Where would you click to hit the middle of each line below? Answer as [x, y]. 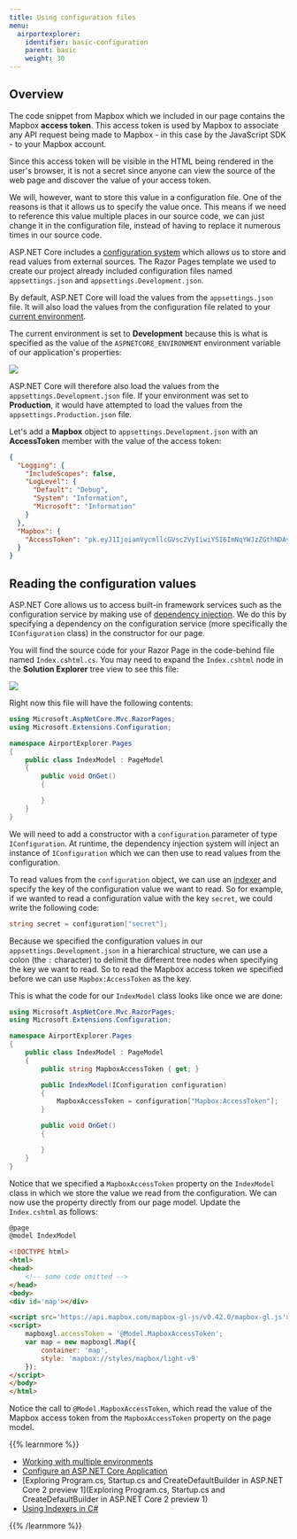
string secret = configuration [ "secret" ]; [88, 924]
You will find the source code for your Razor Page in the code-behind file [142, 650]
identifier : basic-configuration [87, 42]
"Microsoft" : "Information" [84, 507]
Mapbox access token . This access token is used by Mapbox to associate [144, 125]
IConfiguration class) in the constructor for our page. [107, 633]
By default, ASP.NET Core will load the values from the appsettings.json [141, 297]
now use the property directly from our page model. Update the [125, 1202]
